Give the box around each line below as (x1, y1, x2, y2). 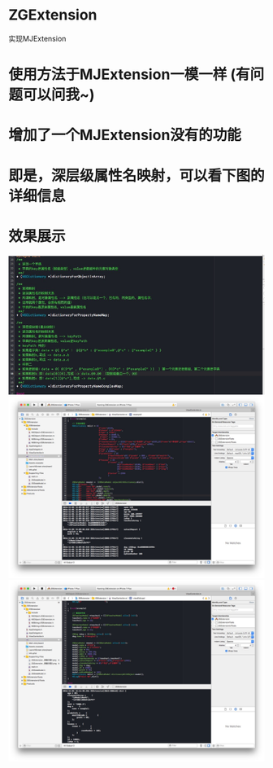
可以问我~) (23, 86, 95, 104)
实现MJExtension (8, 33, 67, 43)
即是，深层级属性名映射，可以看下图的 (8, 166, 266, 185)
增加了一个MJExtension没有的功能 (8, 126, 242, 144)
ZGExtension (8, 6, 97, 24)
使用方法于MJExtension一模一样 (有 (8, 65, 250, 84)
